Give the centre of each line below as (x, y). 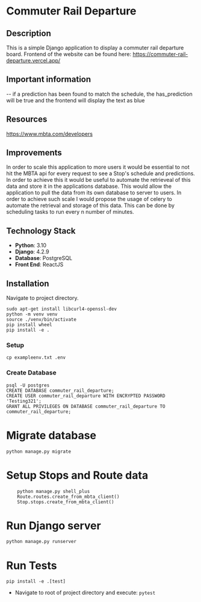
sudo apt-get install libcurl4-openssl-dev (62, 309)
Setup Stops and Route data (77, 475)
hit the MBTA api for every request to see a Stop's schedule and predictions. (101, 173)
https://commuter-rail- (160, 54)
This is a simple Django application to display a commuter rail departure (95, 48)
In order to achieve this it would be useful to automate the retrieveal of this (98, 180)
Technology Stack (41, 231)
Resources (27, 119)
